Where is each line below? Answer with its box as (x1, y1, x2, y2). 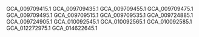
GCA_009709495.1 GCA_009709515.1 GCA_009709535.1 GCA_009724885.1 (6, 12, 194, 19)
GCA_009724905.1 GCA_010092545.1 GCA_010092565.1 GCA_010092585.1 (6, 18, 192, 25)
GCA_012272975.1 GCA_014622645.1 (6, 24, 98, 32)
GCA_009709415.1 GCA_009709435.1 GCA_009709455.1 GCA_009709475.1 (6, 5, 194, 12)
